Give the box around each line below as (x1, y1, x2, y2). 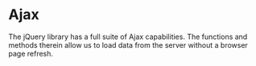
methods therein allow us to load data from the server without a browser (8, 40, 248, 49)
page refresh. (8, 49, 54, 58)
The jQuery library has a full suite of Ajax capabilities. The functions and (8, 32, 248, 41)
